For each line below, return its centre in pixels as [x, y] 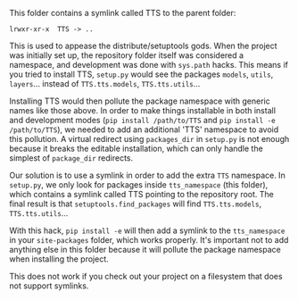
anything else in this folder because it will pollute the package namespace [145, 250]
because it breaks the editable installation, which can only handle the [136, 148]
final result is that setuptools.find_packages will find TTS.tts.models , [135, 204]
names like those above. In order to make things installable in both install [143, 110]
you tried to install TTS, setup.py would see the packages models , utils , [141, 74]
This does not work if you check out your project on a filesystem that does [146, 276]
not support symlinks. [49, 286]
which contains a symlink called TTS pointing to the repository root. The [142, 194]
